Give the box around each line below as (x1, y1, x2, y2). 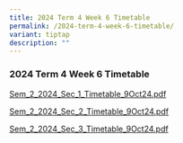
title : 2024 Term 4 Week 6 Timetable (9, 13, 151, 22)
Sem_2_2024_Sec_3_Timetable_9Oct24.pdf (9, 123, 169, 134)
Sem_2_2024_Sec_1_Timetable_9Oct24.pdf (9, 88, 167, 99)
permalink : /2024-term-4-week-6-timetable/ (9, 22, 175, 31)
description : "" (9, 38, 70, 48)
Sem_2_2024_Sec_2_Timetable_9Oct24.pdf (9, 105, 169, 117)
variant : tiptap (9, 30, 70, 39)
